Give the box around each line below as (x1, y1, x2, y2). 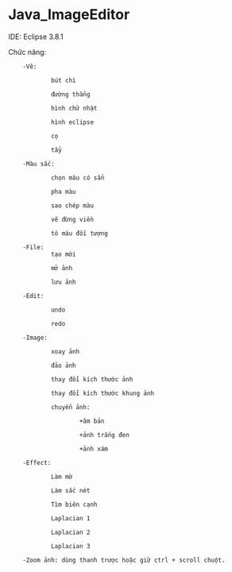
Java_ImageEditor (8, 6, 130, 24)
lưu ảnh (50, 278, 77, 286)
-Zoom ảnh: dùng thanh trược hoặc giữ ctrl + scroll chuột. (22, 556, 226, 564)
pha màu (50, 187, 77, 195)
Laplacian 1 (50, 514, 91, 522)
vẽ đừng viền (50, 215, 94, 223)
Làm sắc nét (50, 486, 91, 494)
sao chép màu (50, 201, 94, 210)
